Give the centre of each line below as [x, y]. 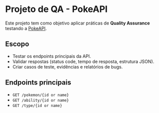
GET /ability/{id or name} [41, 100]
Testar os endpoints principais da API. [52, 56]
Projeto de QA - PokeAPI [56, 9]
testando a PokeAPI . [26, 28]
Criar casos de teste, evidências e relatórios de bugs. [67, 66]
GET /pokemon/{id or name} [41, 95]
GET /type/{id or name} [37, 105]
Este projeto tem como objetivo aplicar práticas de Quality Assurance [78, 23]
